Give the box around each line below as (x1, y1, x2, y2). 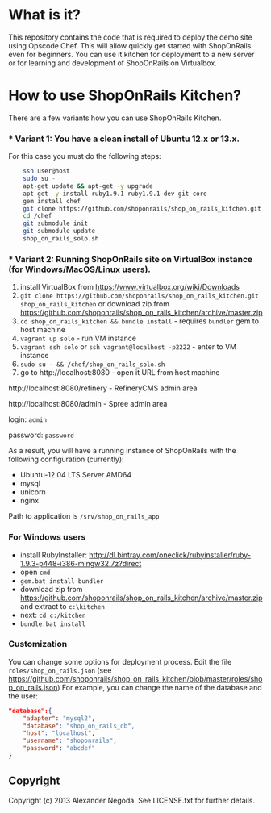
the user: (8, 691, 39, 701)
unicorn (19, 487, 46, 497)
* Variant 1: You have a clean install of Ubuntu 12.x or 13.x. (8, 133, 240, 144)
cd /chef (23, 212, 52, 220)
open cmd (19, 567, 51, 577)
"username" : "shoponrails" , (23, 736, 117, 745)
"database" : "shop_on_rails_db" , (23, 722, 135, 730)
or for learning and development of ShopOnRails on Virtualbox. (8, 58, 218, 68)
